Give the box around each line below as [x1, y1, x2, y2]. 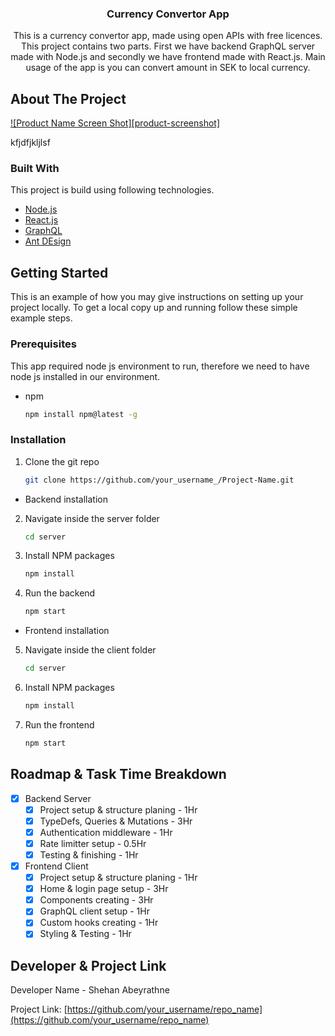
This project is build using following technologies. [10, 184, 215, 196]
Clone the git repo [24, 455, 100, 467]
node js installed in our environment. [10, 370, 161, 382]
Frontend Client [24, 860, 89, 872]
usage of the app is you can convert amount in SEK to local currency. [25, 62, 311, 74]
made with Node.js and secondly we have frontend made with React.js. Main [10, 51, 326, 63]
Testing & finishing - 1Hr [39, 848, 139, 861]
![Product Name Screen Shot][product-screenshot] [10, 117, 221, 129]
